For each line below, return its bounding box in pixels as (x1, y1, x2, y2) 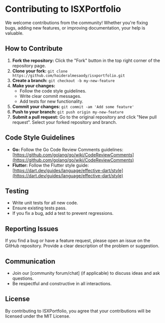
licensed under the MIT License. (5, 313, 70, 319)
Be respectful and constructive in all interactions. (12, 281, 112, 286)
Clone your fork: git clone (12, 68, 68, 74)
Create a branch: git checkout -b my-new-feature (12, 77, 115, 83)
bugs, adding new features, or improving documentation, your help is (5, 25, 145, 30)
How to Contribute (5, 44, 63, 53)
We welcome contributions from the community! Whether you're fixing (5, 20, 148, 26)
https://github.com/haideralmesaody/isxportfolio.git (12, 73, 125, 78)
